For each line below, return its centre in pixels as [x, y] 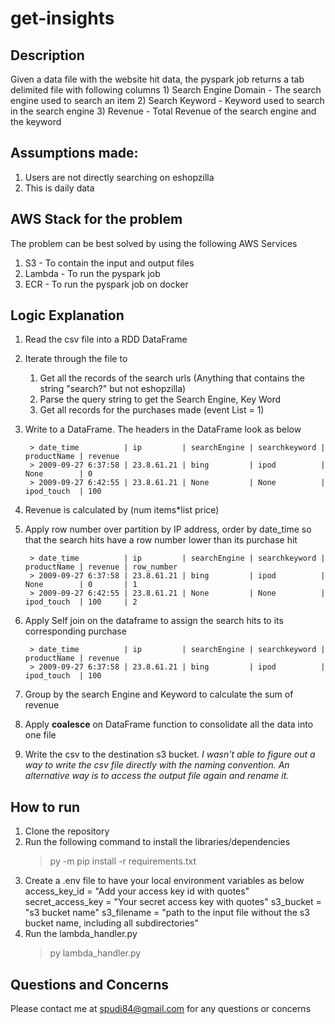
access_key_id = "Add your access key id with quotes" [137, 891]
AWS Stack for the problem [96, 219]
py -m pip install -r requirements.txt [123, 861]
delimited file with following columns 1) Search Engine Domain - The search [166, 90]
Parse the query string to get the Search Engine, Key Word [160, 399]
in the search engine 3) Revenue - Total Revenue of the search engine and [163, 111]
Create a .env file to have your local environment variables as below [164, 881]
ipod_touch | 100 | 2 [81, 602]
